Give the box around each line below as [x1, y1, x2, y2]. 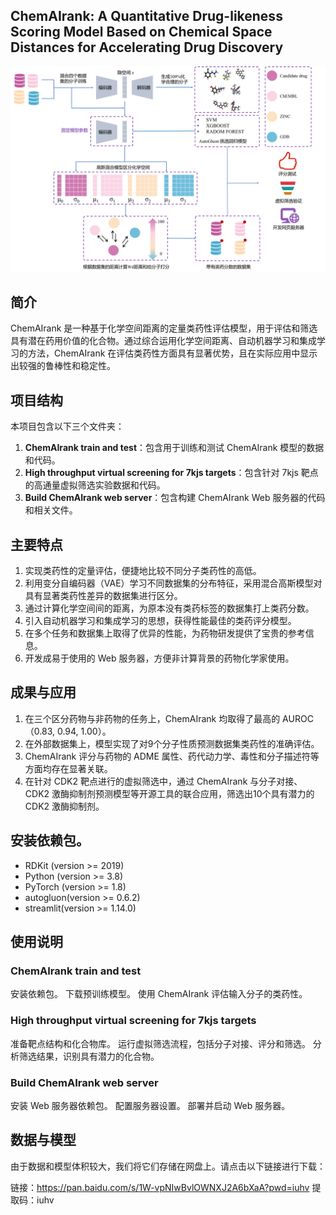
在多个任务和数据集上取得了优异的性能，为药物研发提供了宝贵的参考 [24, 627, 306, 639]
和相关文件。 [24, 504, 78, 516]
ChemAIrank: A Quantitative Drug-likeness [10, 8, 283, 25]
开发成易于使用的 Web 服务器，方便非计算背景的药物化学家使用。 [24, 652, 295, 664]
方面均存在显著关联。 [24, 762, 113, 774]
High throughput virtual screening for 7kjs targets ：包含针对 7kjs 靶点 [24, 467, 319, 479]
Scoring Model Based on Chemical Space [10, 24, 273, 41]
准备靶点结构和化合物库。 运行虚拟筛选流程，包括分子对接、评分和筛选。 [10, 1037, 311, 1049]
